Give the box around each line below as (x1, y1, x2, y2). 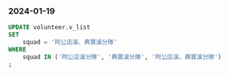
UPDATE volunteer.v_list (8, 24, 91, 32)
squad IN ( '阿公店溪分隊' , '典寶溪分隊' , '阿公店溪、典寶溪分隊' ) (22, 53, 222, 61)
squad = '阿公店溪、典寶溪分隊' (22, 38, 118, 47)
